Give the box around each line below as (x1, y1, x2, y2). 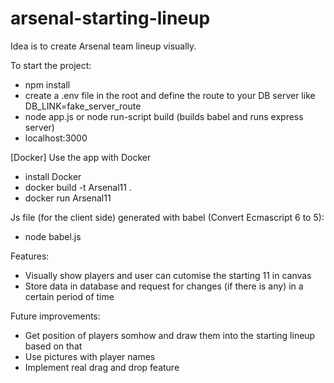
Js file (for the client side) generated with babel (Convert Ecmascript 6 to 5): (10, 211, 325, 223)
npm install (24, 78, 71, 91)
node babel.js (24, 230, 82, 242)
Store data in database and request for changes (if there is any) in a (24, 280, 304, 292)
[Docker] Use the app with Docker (10, 151, 152, 163)
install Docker (24, 170, 82, 182)
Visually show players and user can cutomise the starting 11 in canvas (24, 269, 312, 281)
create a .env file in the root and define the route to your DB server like (24, 89, 316, 101)
